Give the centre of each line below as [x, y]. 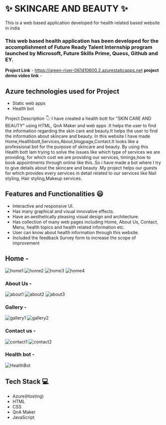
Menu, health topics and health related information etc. [69, 227]
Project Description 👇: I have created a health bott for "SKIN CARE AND [78, 119]
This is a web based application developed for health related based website [83, 22]
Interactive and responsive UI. [43, 206]
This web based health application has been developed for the [82, 41]
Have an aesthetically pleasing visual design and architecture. [76, 216]
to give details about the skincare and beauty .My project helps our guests [81, 168]
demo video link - [24, 76]
